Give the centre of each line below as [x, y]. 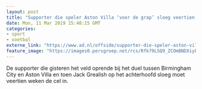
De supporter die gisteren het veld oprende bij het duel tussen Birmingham [99, 68]
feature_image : [25, 51]
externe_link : [24, 46]
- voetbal [19, 40]
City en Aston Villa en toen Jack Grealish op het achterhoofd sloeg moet [96, 74]
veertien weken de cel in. [37, 81]
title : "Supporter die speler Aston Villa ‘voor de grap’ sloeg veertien [101, 17]
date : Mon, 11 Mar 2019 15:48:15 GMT [54, 23]
